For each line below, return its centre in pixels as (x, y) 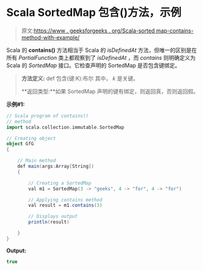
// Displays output (53, 217)
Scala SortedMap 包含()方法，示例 (94, 13)
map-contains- (175, 31)
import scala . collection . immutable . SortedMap (65, 127)
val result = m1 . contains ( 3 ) (65, 205)
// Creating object (31, 138)
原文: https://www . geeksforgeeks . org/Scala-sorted (88, 31)
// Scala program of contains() (47, 116)
